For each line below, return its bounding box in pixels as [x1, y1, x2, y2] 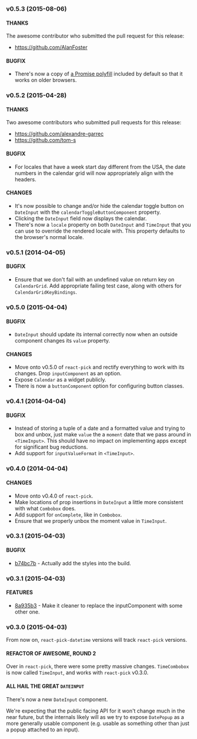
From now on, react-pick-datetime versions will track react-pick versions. [6, 637, 188, 644]
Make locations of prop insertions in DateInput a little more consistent [14, 498, 183, 505]
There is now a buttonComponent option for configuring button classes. [14, 382, 184, 390]
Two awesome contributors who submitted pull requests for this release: [6, 119, 182, 126]
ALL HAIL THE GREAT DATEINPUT [6, 682, 84, 690]
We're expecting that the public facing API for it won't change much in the [6, 707, 185, 714]
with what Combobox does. [14, 505, 76, 512]
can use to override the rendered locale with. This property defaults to [14, 227, 185, 234]
